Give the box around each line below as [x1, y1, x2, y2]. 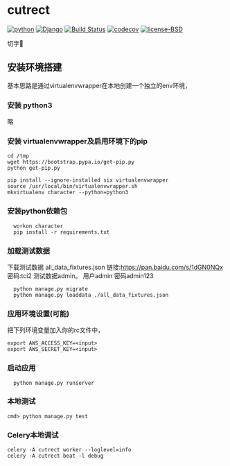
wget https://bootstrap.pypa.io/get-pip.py [7, 159, 135, 166]
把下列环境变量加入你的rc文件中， [7, 326, 105, 334]
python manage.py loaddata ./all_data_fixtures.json [13, 291, 169, 298]
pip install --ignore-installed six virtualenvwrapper [7, 177, 169, 184]
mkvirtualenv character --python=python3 [7, 189, 129, 196]
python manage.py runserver [13, 379, 95, 386]
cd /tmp [7, 153, 30, 159]
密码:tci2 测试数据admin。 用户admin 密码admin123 [7, 271, 154, 279]
